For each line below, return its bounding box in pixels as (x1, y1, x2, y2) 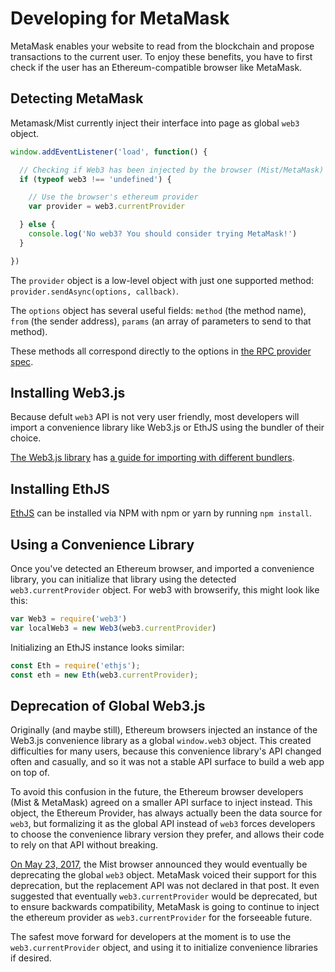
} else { (19, 220, 56, 230)
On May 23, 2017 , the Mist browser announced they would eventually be (10, 858, 308, 871)
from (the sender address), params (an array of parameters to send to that (10, 315, 312, 327)
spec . (10, 355, 34, 367)
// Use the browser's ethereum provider (28, 192, 199, 202)
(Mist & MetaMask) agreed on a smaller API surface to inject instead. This (10, 797, 313, 809)
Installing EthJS (10, 480, 110, 497)
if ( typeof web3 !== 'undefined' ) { (19, 174, 172, 184)
